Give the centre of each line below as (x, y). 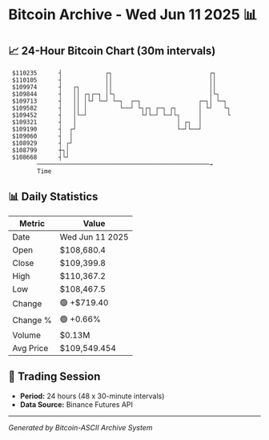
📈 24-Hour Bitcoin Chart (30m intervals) (112, 51)
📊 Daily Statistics (53, 197)
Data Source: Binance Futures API (76, 404)
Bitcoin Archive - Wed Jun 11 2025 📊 (133, 15)
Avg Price (30, 348)
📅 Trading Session (54, 377)
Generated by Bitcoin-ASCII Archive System (80, 427)
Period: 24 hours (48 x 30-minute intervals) (92, 396)
